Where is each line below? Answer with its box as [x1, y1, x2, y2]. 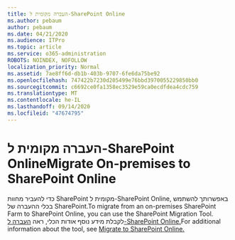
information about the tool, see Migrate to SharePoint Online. [7, 224, 185, 233]
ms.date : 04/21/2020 [7, 30, 69, 38]
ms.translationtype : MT [7, 90, 78, 97]
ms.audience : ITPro [7, 37, 65, 44]
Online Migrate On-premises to [7, 155, 191, 172]
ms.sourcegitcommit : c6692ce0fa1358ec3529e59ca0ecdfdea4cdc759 [7, 83, 199, 90]
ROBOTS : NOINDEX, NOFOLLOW [7, 57, 87, 64]
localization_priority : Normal [7, 63, 100, 71]
